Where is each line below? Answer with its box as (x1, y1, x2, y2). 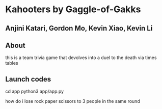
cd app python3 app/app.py (5, 88, 64, 95)
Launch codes (5, 75, 51, 84)
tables (5, 60, 19, 66)
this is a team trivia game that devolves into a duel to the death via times (5, 54, 157, 61)
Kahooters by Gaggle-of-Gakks (5, 4, 141, 15)
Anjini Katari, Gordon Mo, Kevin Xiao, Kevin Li (5, 24, 153, 33)
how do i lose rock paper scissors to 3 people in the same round (5, 98, 140, 104)
